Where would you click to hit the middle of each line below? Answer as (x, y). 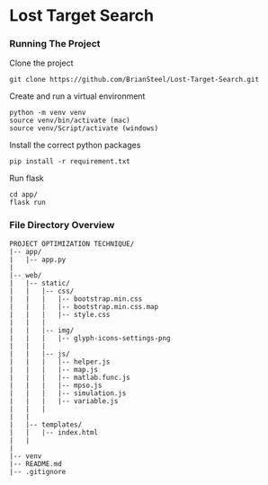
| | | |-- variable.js (64, 401)
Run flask (27, 178)
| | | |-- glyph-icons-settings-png (90, 338)
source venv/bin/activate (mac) (70, 121)
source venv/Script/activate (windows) (84, 128)
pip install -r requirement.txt (70, 162)
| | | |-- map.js (54, 369)
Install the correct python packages (75, 145)
